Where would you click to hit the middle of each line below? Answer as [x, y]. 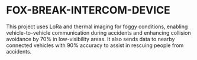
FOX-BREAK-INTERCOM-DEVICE [88, 10]
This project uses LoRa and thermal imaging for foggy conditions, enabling [97, 26]
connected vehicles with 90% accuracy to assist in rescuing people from [95, 45]
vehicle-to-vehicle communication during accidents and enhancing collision [98, 32]
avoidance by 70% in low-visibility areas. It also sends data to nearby [91, 39]
